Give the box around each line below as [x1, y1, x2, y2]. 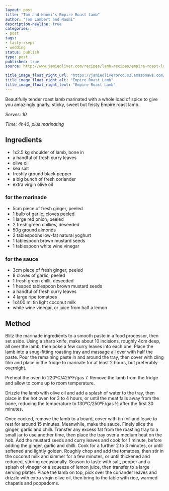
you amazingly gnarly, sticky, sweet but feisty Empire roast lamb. [5, 102, 140, 108]
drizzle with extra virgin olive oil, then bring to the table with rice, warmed [5, 474, 157, 480]
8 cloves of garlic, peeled [12, 272, 65, 278]
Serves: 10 [5, 111, 27, 117]
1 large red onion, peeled [12, 216, 64, 222]
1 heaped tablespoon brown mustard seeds [12, 283, 102, 289]
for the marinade [5, 194, 47, 201]
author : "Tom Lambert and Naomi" [5, 17, 75, 22]
